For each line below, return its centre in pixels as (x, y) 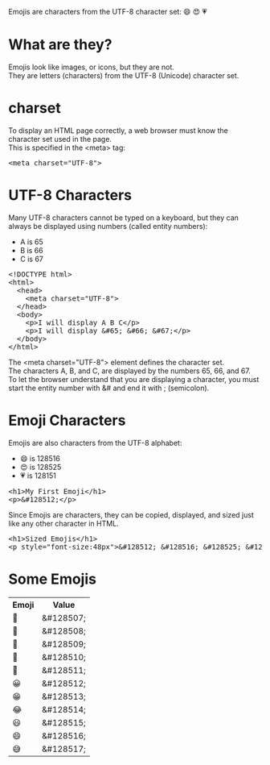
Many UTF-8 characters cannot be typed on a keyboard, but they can (124, 218)
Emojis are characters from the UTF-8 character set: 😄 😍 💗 (108, 12)
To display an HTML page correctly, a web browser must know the (119, 130)
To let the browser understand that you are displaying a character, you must (134, 379)
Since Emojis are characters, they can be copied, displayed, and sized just (131, 514)
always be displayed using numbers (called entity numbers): (108, 226)
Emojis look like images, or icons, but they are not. (92, 67)
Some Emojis (52, 579)
